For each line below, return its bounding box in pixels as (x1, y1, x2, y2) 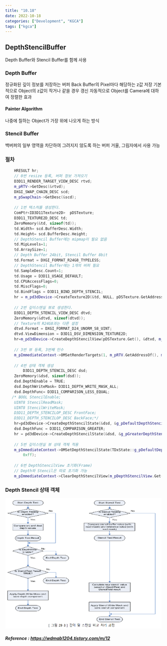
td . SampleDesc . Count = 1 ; (14, 268, 64, 273)
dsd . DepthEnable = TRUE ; (14, 379, 66, 384)
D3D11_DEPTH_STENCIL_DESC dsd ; (23, 368, 88, 373)
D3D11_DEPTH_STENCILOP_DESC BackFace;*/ (14, 416, 99, 421)
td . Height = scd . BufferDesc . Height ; (14, 231, 88, 237)
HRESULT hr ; (14, 168, 39, 173)
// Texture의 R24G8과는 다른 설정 (14, 321, 79, 326)
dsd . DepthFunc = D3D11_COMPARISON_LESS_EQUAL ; (14, 389, 110, 394)
